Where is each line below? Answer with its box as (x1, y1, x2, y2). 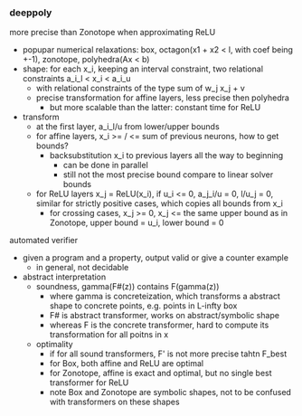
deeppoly (9, 6, 52, 19)
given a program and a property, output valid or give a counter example (22, 252, 289, 263)
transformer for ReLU (49, 377, 129, 388)
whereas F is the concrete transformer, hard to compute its (49, 319, 269, 331)
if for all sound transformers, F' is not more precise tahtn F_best (49, 348, 288, 359)
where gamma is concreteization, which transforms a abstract (49, 291, 280, 302)
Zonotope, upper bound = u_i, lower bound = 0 (49, 217, 224, 228)
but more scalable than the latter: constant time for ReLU (49, 102, 261, 113)
